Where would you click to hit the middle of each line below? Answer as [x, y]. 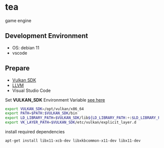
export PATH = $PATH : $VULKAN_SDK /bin [41, 113]
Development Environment [47, 36]
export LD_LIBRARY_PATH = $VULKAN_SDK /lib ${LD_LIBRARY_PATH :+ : [69, 118]
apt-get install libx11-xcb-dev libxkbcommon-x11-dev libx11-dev [73, 141]
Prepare [18, 68]
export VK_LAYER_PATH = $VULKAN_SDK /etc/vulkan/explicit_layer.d [71, 123]
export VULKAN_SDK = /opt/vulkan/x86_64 [44, 109]
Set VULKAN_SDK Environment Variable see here [55, 100]
